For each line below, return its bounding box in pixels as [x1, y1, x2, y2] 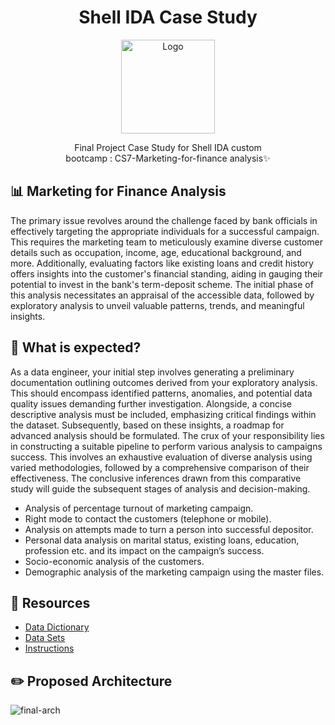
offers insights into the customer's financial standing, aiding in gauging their [10, 267, 324, 280]
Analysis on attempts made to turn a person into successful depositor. [24, 523, 314, 535]
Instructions [24, 642, 75, 655]
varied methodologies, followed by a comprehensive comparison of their [10, 461, 310, 473]
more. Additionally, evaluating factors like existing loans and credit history [10, 257, 314, 269]
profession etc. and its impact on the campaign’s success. [24, 544, 265, 556]
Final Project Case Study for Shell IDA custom [74, 141, 262, 153]
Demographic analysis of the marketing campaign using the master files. [24, 566, 325, 578]
